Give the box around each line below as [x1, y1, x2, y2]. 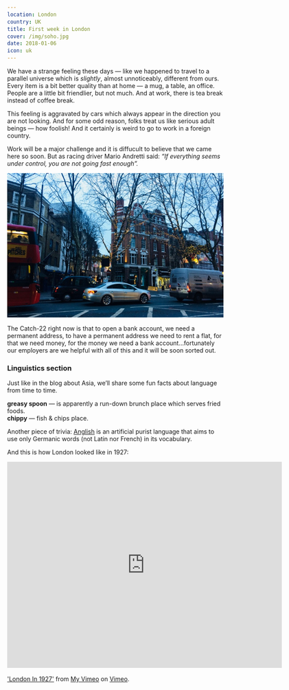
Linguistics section [7, 363, 72, 372]
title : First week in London [7, 25, 91, 32]
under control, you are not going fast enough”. [7, 159, 139, 168]
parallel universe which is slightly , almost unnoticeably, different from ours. [7, 74, 220, 82]
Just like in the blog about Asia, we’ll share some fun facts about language [7, 379, 218, 388]
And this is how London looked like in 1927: [7, 448, 129, 456]
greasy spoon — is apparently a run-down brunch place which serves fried [7, 399, 221, 408]
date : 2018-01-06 [7, 40, 57, 47]
